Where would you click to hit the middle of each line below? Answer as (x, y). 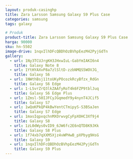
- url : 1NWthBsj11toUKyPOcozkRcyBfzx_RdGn (54, 79)
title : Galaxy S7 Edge (38, 112)
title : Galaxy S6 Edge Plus (43, 93)
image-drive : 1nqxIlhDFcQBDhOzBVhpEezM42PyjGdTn (57, 51)
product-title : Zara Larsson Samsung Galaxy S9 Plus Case (66, 37)
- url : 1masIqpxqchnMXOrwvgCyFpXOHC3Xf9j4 (54, 116)
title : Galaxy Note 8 (36, 65)
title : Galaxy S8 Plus (38, 130)
